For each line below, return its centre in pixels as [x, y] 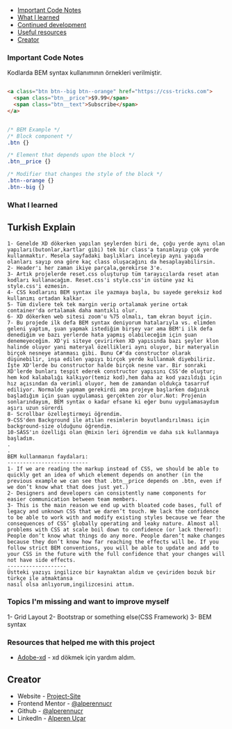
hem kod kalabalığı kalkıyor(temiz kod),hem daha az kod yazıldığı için [115, 377]
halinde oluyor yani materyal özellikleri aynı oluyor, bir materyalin [113, 347]
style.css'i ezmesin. [39, 286]
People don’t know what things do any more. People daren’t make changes [116, 536]
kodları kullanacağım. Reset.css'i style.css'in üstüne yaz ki [101, 280]
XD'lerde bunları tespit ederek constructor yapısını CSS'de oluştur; [111, 371]
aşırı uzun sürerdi [35, 408]
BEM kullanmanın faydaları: [48, 456]
